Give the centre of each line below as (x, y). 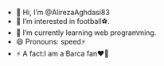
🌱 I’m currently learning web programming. (86, 33)
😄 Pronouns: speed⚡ (51, 41)
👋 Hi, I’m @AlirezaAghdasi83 (62, 12)
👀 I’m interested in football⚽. (62, 21)
